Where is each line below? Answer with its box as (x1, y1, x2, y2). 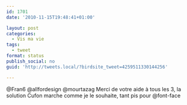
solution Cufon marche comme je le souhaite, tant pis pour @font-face (6, 92, 181, 99)
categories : (6, 30, 36, 36)
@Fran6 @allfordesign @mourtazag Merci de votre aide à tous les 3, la (6, 85, 182, 92)
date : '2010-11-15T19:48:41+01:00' (6, 14, 96, 20)
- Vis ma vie (11, 36, 44, 42)
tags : (6, 42, 20, 48)
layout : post (6, 25, 39, 31)
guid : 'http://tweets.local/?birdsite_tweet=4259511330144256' (6, 64, 168, 70)
